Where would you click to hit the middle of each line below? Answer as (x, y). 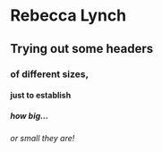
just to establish (41, 96)
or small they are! (43, 139)
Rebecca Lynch (68, 16)
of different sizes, (49, 74)
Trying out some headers (82, 49)
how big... (29, 115)
